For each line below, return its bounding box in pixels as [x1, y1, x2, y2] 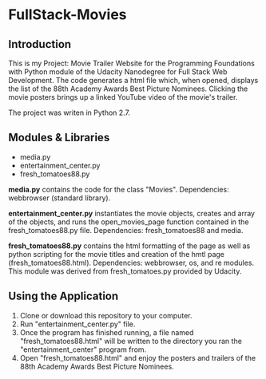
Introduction [8, 38, 72, 51]
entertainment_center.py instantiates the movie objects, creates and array [8, 208, 256, 218]
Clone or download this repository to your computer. [19, 310, 193, 320]
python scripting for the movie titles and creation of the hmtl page [8, 249, 225, 259]
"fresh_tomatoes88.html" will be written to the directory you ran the [19, 336, 242, 345]
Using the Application [8, 290, 119, 303]
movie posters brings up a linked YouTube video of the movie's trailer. [8, 93, 238, 101]
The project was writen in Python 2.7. [8, 108, 130, 117]
